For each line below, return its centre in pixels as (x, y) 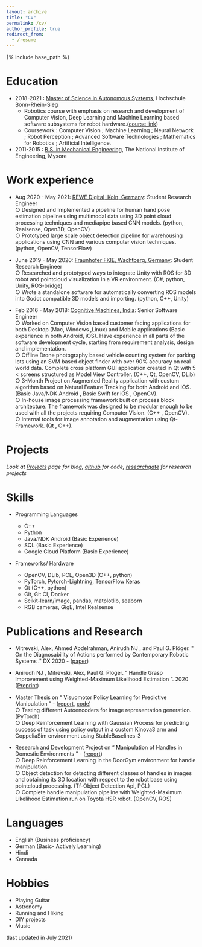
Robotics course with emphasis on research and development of (104, 111)
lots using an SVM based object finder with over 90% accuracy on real (103, 361)
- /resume (24, 40)
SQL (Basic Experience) (53, 545)
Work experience (50, 180)
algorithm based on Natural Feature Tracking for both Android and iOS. (103, 387)
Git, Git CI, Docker (46, 594)
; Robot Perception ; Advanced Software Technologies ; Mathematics (110, 136)
